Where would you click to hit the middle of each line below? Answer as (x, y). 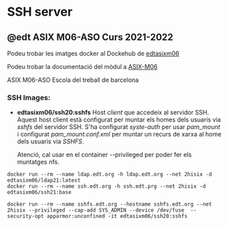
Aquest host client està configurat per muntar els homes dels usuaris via (119, 119)
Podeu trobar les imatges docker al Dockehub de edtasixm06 (93, 53)
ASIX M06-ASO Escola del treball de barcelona (73, 80)
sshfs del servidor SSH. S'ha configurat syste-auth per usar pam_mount (118, 127)
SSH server (40, 12)
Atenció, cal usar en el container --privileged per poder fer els (104, 155)
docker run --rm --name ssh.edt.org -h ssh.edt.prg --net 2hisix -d (106, 186)
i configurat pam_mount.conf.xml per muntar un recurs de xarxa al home (119, 135)
